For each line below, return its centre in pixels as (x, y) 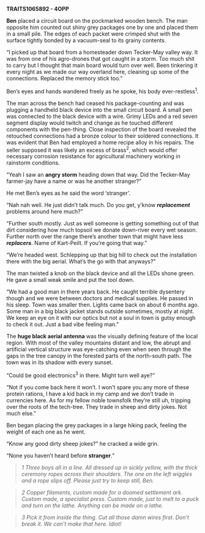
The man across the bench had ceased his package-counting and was (95, 103)
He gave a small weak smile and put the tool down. (70, 280)
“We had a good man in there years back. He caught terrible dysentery (95, 292)
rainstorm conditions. (33, 163)
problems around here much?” (45, 212)
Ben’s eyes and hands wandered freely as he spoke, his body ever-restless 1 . (102, 91)
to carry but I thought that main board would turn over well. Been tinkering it (102, 65)
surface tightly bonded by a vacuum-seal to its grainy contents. (86, 40)
